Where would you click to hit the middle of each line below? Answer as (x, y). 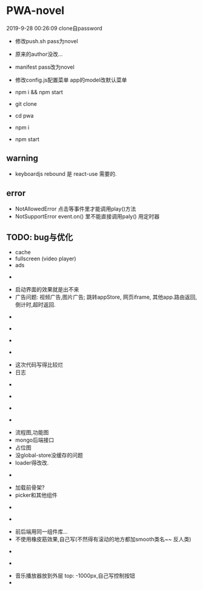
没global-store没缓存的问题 (49, 455)
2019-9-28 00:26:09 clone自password (55, 28)
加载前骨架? (30, 488)
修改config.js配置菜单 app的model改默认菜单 (71, 80)
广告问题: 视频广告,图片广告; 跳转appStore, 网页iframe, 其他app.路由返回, (106, 297)
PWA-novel (35, 11)
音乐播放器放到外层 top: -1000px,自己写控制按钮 (75, 576)
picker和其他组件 (36, 495)
